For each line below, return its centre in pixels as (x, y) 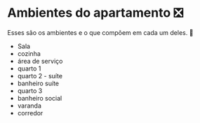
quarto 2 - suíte (40, 75)
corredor (30, 113)
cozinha (29, 53)
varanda (29, 106)
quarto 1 (29, 68)
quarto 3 (30, 91)
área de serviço (40, 61)
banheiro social (40, 98)
